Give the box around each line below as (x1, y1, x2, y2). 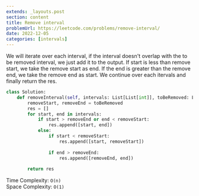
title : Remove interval (6, 20, 65, 25)
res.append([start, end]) (48, 122, 113, 128)
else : (37, 128, 52, 134)
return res (27, 166, 54, 172)
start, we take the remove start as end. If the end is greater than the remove (6, 65, 191, 72)
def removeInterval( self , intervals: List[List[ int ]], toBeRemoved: (17, 94, 190, 101)
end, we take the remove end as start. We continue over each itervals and (6, 72, 187, 78)
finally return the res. (6, 78, 57, 85)
